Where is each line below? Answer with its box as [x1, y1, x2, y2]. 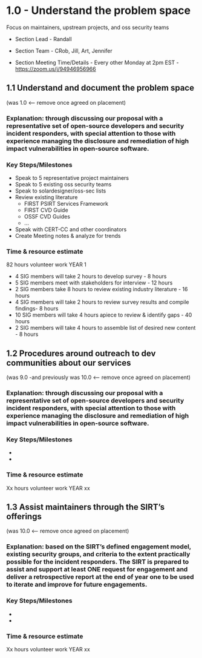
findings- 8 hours [15, 305, 59, 312]
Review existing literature [15, 193, 78, 200]
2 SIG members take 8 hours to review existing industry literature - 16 [15, 286, 188, 293]
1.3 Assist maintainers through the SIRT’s [6, 502, 165, 512]
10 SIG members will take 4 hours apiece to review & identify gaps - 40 [15, 311, 192, 318]
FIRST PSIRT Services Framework [24, 200, 109, 207]
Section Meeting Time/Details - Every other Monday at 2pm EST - [15, 59, 180, 66]
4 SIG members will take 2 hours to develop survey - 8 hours [15, 273, 167, 280]
